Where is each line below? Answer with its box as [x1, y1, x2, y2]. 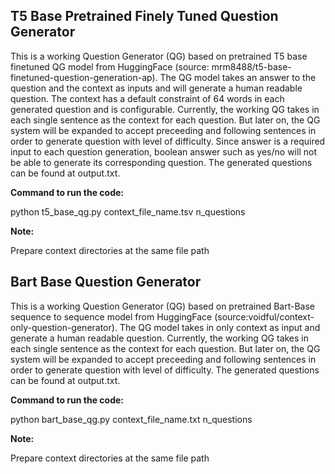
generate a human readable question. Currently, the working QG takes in [10, 332, 310, 344]
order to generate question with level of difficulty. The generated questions [10, 364, 320, 376]
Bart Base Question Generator [10, 274, 202, 291]
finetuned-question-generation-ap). [10, 71, 158, 83]
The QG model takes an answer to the [159, 71, 317, 83]
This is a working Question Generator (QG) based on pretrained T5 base [10, 50, 308, 62]
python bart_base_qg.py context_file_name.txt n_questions [10, 413, 253, 425]
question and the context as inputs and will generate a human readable [10, 82, 303, 94]
